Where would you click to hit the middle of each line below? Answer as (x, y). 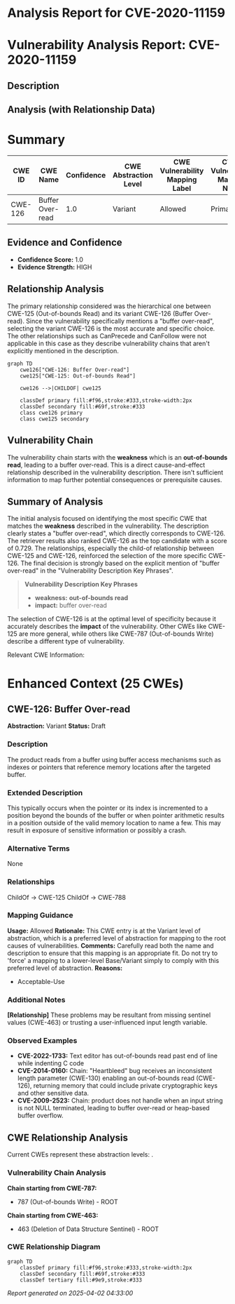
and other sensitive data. (53, 1093)
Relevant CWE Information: (46, 655)
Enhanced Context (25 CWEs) (95, 683)
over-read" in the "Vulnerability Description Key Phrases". (90, 571)
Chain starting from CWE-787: (52, 1188)
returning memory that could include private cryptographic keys (126, 1086)
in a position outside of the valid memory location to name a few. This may (114, 823)
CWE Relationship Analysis (67, 1137)
